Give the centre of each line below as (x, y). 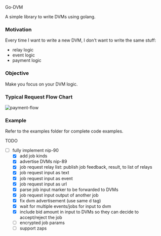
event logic (23, 55)
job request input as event (46, 178)
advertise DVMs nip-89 (43, 162)
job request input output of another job (59, 195)
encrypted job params (42, 223)
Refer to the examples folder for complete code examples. (64, 131)
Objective (17, 73)
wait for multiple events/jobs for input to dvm (65, 206)
